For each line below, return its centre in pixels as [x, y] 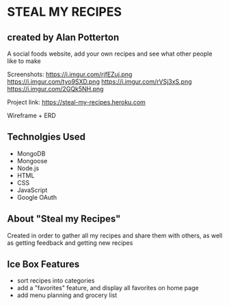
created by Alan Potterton [63, 37]
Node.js [28, 168]
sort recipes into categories [56, 281]
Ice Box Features [43, 264]
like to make [24, 61]
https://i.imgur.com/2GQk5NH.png [55, 89]
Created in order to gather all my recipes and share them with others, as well [115, 235]
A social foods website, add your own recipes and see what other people [110, 54]
